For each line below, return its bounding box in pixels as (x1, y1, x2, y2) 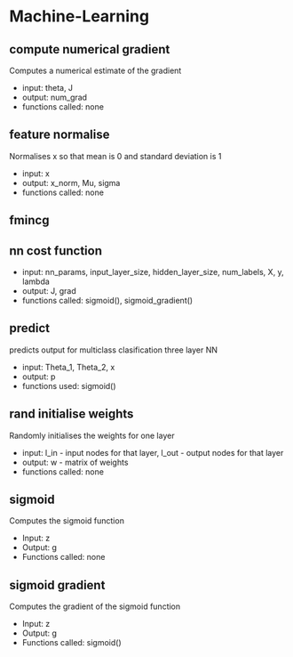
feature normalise (9, 127, 110, 142)
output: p (21, 371, 56, 382)
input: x (21, 167, 51, 179)
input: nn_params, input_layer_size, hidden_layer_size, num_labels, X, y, (21, 267, 284, 278)
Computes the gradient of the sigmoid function (9, 601, 181, 612)
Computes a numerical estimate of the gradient (9, 65, 182, 76)
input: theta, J (21, 83, 74, 93)
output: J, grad (21, 286, 77, 296)
